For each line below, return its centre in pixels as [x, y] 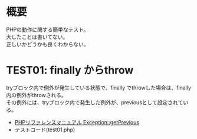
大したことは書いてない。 [37, 37]
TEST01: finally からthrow [70, 70]
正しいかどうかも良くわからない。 [47, 44]
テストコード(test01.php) [45, 130]
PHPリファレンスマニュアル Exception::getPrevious [77, 122]
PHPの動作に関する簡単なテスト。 [48, 29]
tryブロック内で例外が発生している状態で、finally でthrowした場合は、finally [99, 87]
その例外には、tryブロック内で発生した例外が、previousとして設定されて [95, 102]
